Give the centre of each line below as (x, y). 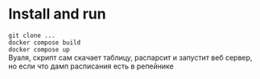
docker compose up (39, 49)
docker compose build (45, 42)
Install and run (57, 14)
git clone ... (32, 35)
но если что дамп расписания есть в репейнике (91, 66)
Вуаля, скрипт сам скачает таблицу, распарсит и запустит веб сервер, (130, 57)
